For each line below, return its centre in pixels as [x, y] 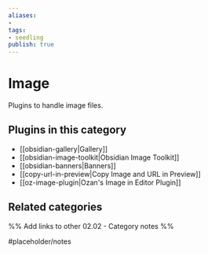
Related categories [55, 207]
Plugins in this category [68, 130]
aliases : [22, 15]
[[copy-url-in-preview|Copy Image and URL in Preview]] [110, 174]
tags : [17, 30]
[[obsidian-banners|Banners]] [68, 165]
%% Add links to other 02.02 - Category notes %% [91, 226]
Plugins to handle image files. [56, 105]
